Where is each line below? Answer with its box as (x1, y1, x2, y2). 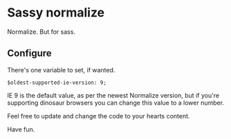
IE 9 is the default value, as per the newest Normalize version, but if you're (7, 91, 220, 99)
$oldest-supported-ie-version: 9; (7, 79, 107, 86)
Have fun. (7, 125, 35, 133)
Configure (7, 47, 52, 59)
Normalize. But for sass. (7, 28, 76, 36)
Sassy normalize (7, 5, 105, 21)
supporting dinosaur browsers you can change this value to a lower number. (7, 98, 225, 107)
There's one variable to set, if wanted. (7, 65, 115, 74)
